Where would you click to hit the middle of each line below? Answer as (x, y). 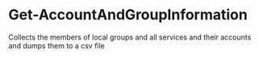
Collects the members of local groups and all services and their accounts (130, 37)
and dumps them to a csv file (56, 45)
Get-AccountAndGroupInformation (128, 15)
